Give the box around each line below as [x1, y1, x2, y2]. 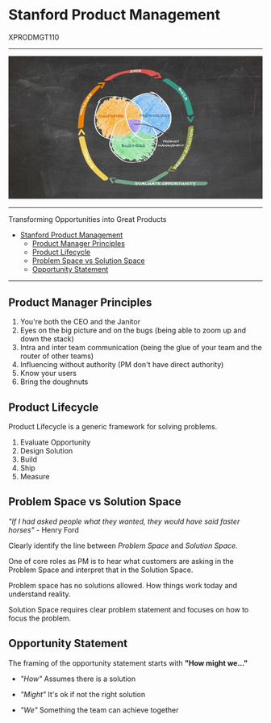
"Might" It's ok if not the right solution [19, 689, 146, 699]
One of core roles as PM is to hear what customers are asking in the [8, 556, 234, 566]
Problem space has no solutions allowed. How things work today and [8, 580, 238, 590]
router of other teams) [19, 351, 94, 361]
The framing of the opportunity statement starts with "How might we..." [8, 658, 248, 667]
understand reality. [8, 589, 71, 599]
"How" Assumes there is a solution [19, 674, 136, 683]
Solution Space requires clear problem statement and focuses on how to [8, 604, 249, 614]
